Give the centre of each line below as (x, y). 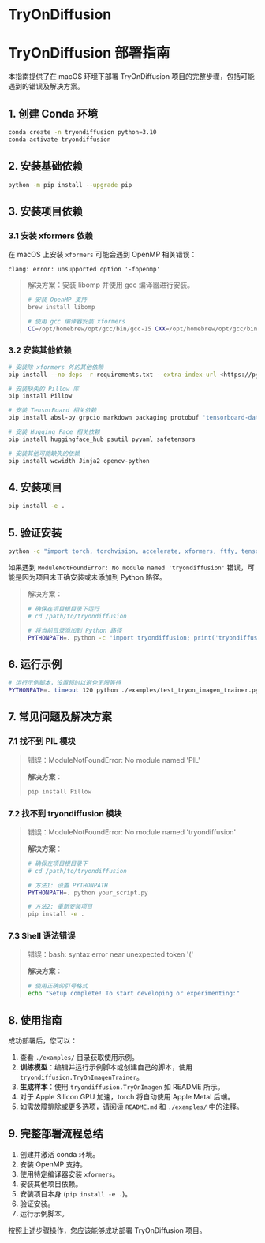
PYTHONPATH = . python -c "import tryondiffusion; (109, 638)
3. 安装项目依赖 (45, 211)
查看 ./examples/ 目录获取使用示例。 (79, 1058)
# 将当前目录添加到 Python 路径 (75, 630)
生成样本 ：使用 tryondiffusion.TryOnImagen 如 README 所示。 (122, 1087)
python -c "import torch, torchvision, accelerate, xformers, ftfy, (123, 551)
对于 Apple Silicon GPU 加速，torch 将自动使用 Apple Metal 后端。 (127, 1097)
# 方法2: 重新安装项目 (60, 907)
